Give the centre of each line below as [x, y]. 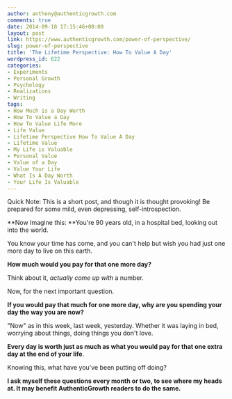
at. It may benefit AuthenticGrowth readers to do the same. [94, 389]
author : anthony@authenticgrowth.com [62, 14]
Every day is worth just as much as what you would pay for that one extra [115, 347]
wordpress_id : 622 [34, 59]
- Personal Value [32, 156]
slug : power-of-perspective [48, 46]
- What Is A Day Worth [40, 175]
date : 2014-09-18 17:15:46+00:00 [56, 26]
